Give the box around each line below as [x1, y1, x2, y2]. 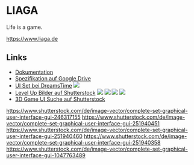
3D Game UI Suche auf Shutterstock [14, 95, 105, 103]
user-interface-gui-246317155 [6, 113, 81, 121]
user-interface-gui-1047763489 [6, 151, 86, 159]
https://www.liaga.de [6, 35, 58, 42]
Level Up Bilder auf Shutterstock [14, 89, 96, 96]
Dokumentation [14, 68, 54, 76]
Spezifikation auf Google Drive [14, 74, 92, 82]
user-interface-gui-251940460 [6, 133, 83, 140]
